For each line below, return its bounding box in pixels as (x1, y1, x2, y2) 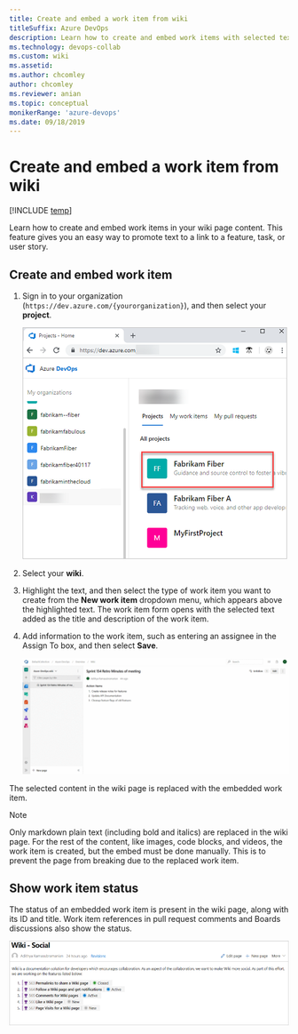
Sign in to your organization (21, 291, 123, 301)
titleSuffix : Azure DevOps (9, 23, 109, 33)
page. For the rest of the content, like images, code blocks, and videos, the (9, 836, 283, 846)
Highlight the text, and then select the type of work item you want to (21, 585, 271, 596)
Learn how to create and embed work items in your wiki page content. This (9, 222, 284, 233)
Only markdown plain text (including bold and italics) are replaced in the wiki (9, 827, 288, 838)
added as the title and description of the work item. (21, 613, 209, 624)
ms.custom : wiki (9, 52, 69, 61)
